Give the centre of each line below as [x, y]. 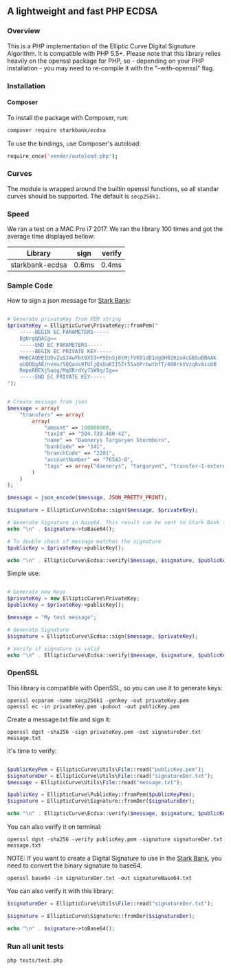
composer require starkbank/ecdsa [57, 130]
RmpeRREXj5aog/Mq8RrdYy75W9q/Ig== [69, 371]
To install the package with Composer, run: [68, 117]
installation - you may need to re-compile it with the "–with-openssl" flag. [111, 68]
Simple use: [24, 573]
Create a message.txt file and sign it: [59, 719]
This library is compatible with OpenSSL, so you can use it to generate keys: [115, 688]
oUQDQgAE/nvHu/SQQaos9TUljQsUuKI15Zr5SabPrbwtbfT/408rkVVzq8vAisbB [118, 364]
